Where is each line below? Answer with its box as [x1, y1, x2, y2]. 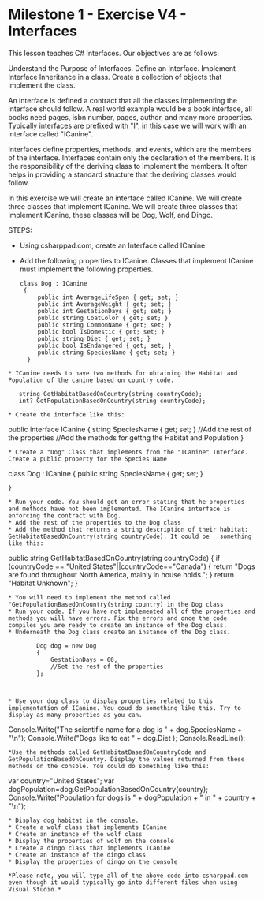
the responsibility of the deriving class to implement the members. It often [8, 161, 248, 170]
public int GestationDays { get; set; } [37, 307, 172, 315]
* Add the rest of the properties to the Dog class [8, 518, 181, 526]
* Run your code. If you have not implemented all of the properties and [8, 607, 256, 615]
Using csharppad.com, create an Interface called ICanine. [19, 241, 207, 250]
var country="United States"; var [8, 775, 115, 786]
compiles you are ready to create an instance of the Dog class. [8, 621, 227, 629]
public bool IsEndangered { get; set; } [37, 342, 172, 349]
